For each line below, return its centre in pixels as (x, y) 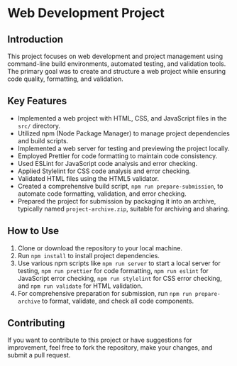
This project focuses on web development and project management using (115, 56)
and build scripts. (43, 140)
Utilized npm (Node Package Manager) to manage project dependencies (124, 133)
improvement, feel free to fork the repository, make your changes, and (110, 348)
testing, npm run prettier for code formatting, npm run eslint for (113, 270)
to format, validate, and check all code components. (117, 301)
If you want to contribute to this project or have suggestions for (100, 340)
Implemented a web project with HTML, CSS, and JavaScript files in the (122, 118)
